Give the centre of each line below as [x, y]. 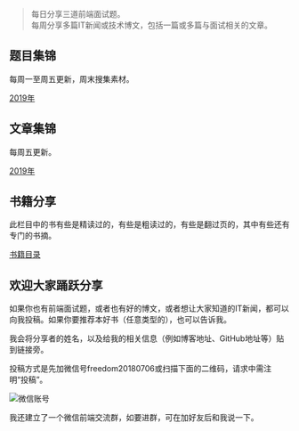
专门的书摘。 [32, 236]
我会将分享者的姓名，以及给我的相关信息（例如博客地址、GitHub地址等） [143, 338]
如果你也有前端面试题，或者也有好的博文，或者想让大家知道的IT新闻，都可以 [149, 309]
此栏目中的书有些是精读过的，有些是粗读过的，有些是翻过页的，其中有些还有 [149, 224]
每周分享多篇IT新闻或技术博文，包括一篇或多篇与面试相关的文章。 [152, 25]
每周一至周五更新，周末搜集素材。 [72, 78]
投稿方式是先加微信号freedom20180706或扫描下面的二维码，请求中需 [137, 369]
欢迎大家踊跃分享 [56, 285]
